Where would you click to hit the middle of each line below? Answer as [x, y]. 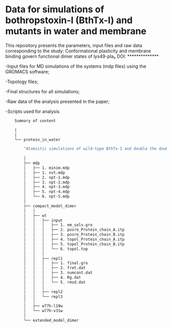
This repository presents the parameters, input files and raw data [74, 45]
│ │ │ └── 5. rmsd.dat [55, 282]
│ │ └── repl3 [43, 296]
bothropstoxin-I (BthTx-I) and [69, 20]
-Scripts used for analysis [33, 111]
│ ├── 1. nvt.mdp [45, 173]
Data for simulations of [55, 9]
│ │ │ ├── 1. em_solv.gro [58, 225]
